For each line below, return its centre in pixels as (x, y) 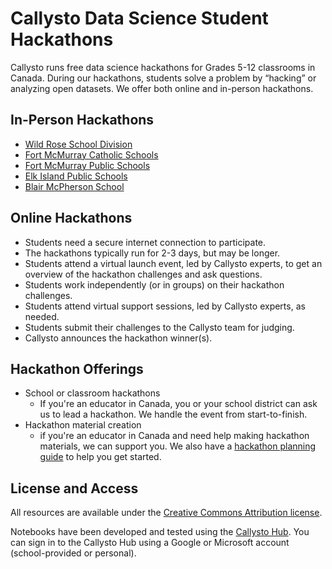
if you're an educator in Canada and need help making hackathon (174, 436)
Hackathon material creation (83, 425)
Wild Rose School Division (78, 144)
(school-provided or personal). (73, 553)
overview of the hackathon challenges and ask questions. (143, 274)
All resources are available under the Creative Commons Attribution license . (166, 513)
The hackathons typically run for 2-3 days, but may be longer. (152, 253)
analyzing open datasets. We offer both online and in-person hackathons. (162, 88)
